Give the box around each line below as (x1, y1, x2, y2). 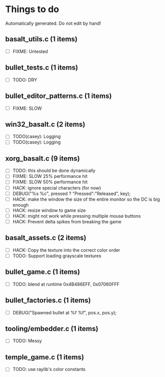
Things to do (5, 4, 59, 15)
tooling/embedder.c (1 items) (5, 324, 99, 333)
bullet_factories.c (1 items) (5, 296, 91, 305)
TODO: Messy (12, 338, 42, 344)
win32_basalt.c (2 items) (5, 120, 86, 128)
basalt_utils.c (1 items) (5, 35, 77, 43)
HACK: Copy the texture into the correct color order (12, 247, 120, 253)
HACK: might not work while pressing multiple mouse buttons (12, 213, 141, 219)
